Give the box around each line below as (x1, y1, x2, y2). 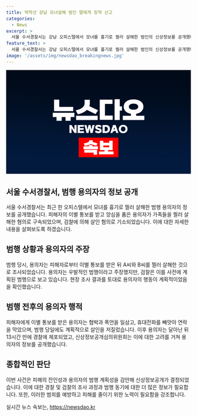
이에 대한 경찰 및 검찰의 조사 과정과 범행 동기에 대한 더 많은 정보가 (23, 383, 173, 390)
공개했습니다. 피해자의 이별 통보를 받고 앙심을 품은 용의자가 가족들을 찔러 (16, 211, 183, 218)
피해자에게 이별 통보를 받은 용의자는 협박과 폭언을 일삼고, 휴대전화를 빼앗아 (6, 319, 177, 326)
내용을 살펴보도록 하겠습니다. (6, 226, 72, 233)
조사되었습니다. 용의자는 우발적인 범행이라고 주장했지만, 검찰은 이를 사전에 (12, 268, 182, 275)
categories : (6, 15, 35, 22)
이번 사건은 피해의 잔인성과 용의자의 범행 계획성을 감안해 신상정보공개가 (6, 376, 169, 383)
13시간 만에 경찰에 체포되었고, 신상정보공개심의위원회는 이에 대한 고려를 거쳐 (6, 333, 181, 340)
